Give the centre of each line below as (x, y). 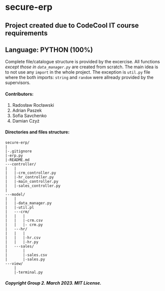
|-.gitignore (19, 151)
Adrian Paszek (27, 110)
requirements (26, 33)
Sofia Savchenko (29, 116)
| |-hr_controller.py (30, 177)
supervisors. (18, 83)
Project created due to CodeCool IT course (72, 25)
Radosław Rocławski (33, 105)
